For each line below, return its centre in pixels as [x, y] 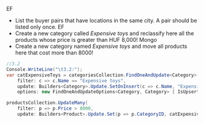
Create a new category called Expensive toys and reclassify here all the [104, 33]
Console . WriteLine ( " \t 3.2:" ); [45, 69]
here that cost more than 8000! [54, 53]
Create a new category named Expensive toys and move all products [101, 46]
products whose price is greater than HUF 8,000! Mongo [86, 40]
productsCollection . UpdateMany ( [47, 103]
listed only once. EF [40, 27]
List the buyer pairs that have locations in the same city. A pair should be [106, 20]
